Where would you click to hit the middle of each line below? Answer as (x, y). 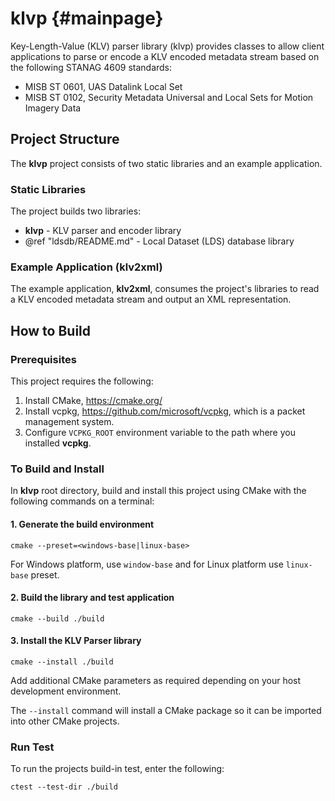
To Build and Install (57, 469)
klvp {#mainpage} (87, 18)
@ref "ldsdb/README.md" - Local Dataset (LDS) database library (159, 241)
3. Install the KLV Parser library (76, 641)
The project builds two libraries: (76, 211)
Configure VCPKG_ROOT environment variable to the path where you (160, 433)
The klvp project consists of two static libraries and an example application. (166, 163)
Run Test (32, 747)
